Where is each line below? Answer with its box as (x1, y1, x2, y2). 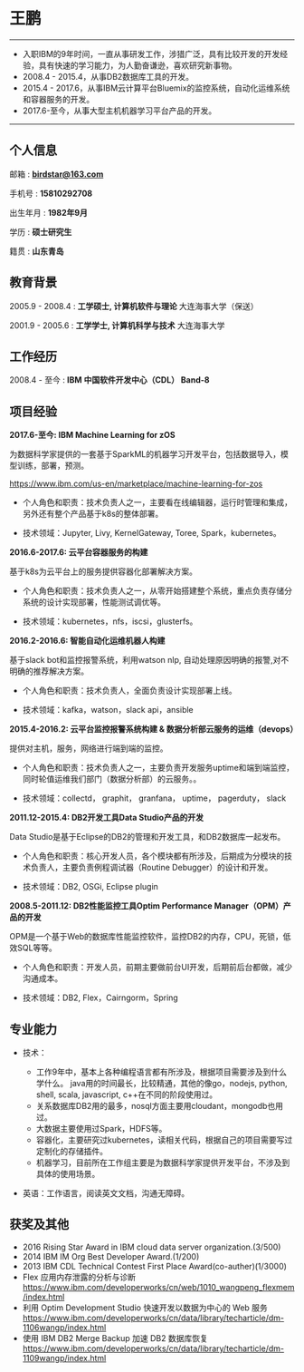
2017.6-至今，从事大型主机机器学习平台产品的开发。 (22, 105, 217, 116)
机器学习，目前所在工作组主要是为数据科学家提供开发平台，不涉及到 (35, 1157, 290, 1168)
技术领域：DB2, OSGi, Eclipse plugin (22, 881, 158, 892)
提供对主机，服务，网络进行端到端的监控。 (9, 743, 168, 754)
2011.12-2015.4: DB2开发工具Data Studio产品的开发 (9, 812, 204, 823)
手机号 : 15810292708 (9, 188, 93, 199)
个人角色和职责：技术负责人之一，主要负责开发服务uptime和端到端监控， (22, 763, 295, 774)
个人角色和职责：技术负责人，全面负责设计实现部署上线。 (22, 686, 237, 696)
